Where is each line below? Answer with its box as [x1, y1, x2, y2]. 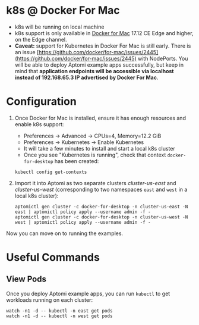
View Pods [6, 274, 46, 285]
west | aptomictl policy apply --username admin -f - [14, 219, 151, 225]
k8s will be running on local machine [14, 23, 105, 30]
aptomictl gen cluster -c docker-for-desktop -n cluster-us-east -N [14, 204, 188, 210]
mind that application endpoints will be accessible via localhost [14, 67, 174, 74]
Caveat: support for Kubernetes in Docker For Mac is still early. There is [14, 42, 191, 49]
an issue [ [14, 48, 39, 55]
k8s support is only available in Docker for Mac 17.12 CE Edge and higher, [14, 29, 194, 36]
